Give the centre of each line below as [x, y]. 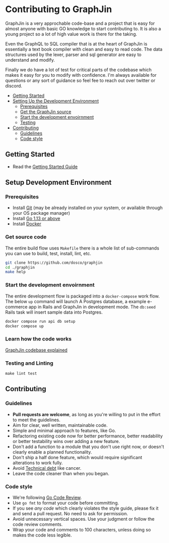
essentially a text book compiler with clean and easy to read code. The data [84, 49]
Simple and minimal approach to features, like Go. [64, 430]
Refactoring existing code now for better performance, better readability [88, 436]
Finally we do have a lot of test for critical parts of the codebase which [78, 70]
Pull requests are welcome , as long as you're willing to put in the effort [87, 414]
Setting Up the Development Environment [56, 101]
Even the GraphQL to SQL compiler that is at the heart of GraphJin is [76, 43]
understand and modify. [30, 60]
